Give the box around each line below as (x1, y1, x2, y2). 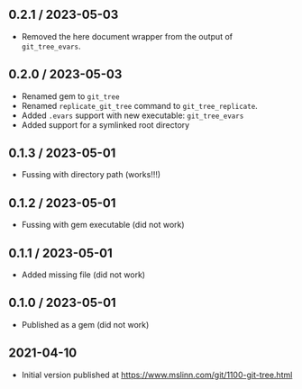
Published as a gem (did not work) (21, 319, 150, 330)
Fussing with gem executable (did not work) (21, 220, 186, 231)
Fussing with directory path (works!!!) (21, 169, 161, 180)
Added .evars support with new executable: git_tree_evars (21, 110, 244, 121)
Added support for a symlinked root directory (21, 119, 190, 130)
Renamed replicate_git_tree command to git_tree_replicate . (21, 100, 258, 111)
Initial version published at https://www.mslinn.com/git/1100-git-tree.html (21, 369, 293, 380)
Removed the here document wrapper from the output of (21, 31, 233, 41)
